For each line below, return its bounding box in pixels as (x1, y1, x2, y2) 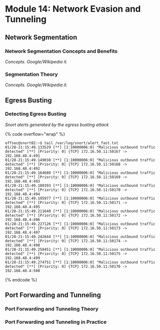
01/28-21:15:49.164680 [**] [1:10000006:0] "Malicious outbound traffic (5, 170, 156, 175)
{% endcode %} (5, 276, 37, 283)
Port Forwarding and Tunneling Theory (5, 306, 99, 312)
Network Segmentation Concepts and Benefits (5, 48, 118, 55)
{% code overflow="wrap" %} (5, 131, 66, 137)
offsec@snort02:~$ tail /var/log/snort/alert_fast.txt (5, 140, 119, 146)
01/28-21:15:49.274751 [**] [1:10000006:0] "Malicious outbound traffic (5, 259, 156, 265)
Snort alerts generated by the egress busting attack (5, 122, 109, 128)
